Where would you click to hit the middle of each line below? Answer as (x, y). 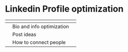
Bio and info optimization (41, 26)
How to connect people (39, 42)
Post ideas (24, 34)
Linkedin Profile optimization (64, 9)
